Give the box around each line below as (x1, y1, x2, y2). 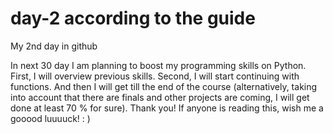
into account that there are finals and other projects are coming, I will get (10, 91, 310, 103)
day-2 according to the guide (10, 7, 256, 30)
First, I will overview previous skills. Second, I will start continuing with (10, 70, 300, 82)
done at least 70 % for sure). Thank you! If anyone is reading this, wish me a (10, 102, 324, 114)
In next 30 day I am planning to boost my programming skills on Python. (10, 59, 307, 71)
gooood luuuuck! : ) (10, 112, 91, 124)
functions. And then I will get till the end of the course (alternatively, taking (10, 80, 318, 92)
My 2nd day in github (10, 40, 98, 52)
